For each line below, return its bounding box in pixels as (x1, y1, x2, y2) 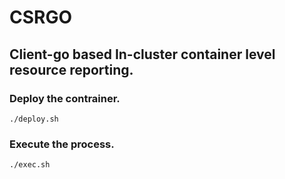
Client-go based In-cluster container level (9, 46, 276, 63)
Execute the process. (9, 137, 115, 151)
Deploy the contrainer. (9, 91, 121, 105)
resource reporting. (9, 61, 134, 78)
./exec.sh (9, 160, 51, 170)
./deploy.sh (9, 114, 59, 124)
